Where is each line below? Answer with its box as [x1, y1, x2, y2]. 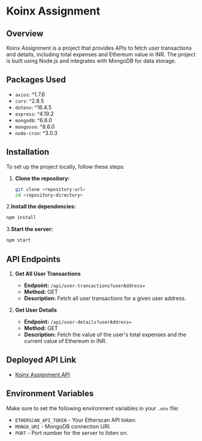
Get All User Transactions [14, 270, 81, 277]
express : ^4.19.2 [14, 110, 54, 117]
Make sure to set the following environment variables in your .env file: [6, 404, 180, 412]
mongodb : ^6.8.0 [14, 116, 52, 123]
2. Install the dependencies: [6, 203, 77, 210]
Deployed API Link [6, 355, 77, 365]
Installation [6, 147, 49, 157]
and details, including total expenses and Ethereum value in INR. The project [6, 51, 196, 58]
